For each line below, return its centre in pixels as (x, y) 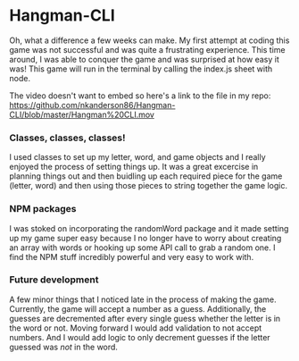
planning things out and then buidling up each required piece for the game (146, 176)
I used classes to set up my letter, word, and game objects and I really (137, 157)
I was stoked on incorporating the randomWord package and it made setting (149, 228)
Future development (54, 280)
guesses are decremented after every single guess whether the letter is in (145, 318)
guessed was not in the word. (64, 347)
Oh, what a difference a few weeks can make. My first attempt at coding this (149, 40)
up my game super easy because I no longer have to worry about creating (145, 238)
